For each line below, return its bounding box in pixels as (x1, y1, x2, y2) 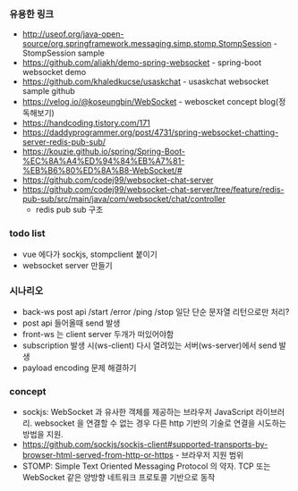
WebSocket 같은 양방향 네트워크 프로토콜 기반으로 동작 (21, 472, 216, 483)
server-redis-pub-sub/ (21, 137, 106, 148)
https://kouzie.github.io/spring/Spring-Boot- (21, 146, 186, 157)
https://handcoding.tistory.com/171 (21, 118, 150, 129)
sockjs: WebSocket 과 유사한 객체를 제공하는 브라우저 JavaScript (21, 407, 254, 418)
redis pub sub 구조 (35, 204, 104, 216)
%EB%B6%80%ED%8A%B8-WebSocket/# (21, 165, 183, 176)
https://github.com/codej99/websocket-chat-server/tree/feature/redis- (21, 184, 285, 195)
